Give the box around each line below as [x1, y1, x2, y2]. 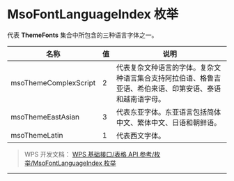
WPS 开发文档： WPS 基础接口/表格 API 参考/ [24, 150, 155, 158]
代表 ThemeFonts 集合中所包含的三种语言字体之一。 [7, 31, 158, 39]
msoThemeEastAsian [10, 112, 80, 122]
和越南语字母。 [116, 94, 166, 103]
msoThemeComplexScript [10, 78, 96, 87]
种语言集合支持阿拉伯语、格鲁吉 [116, 73, 221, 82]
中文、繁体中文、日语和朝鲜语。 [116, 117, 221, 127]
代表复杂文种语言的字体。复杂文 [116, 62, 221, 72]
